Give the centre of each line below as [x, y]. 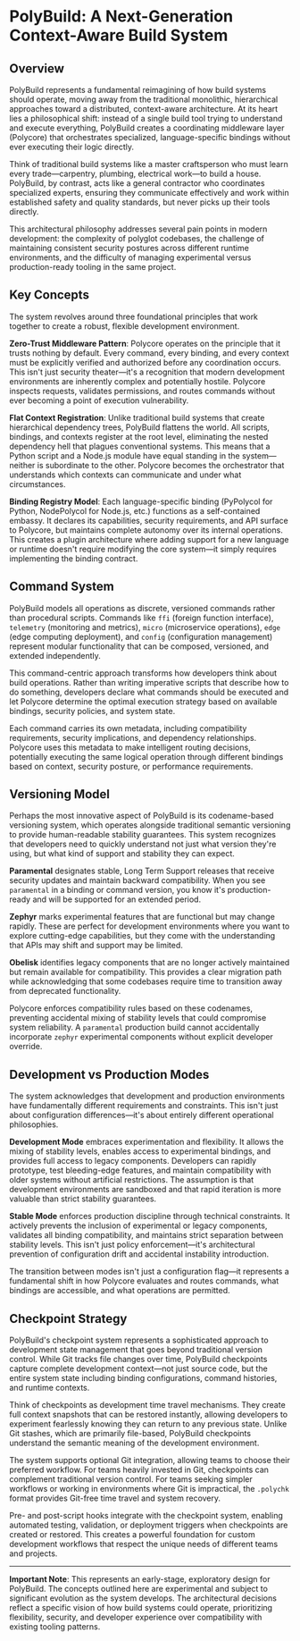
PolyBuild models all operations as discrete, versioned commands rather [142, 608]
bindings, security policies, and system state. [92, 711]
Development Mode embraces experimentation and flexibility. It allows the [146, 1142]
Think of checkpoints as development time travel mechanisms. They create [147, 1405]
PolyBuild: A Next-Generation [121, 17]
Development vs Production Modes [109, 1074]
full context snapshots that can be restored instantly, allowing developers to [149, 1415]
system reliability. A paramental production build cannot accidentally [134, 1027]
